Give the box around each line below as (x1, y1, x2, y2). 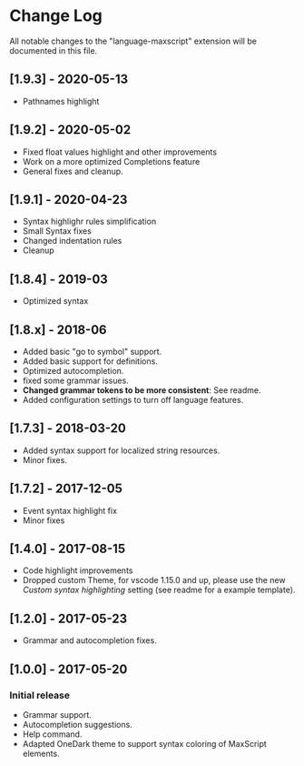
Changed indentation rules (22, 236, 123, 247)
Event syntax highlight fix (22, 505, 118, 516)
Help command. (22, 729, 83, 740)
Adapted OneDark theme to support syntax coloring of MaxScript (22, 738, 268, 749)
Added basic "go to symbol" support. (22, 347, 162, 357)
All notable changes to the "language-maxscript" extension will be (9, 35, 257, 46)
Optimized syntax (22, 296, 89, 307)
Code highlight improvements (22, 565, 133, 576)
